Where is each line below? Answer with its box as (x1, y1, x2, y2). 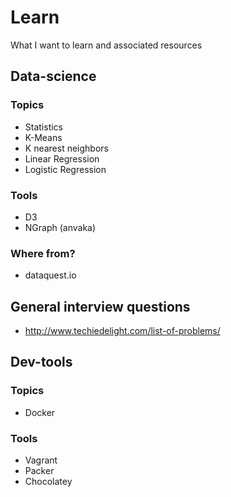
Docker (24, 406, 56, 418)
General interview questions (10, 298, 191, 315)
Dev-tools (10, 354, 73, 371)
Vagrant (24, 454, 58, 466)
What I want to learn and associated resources (10, 39, 203, 51)
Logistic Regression (24, 163, 107, 175)
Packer (24, 465, 55, 477)
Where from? (10, 246, 76, 260)
